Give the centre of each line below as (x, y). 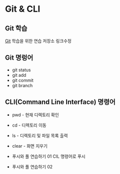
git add (19, 75)
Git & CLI (23, 9)
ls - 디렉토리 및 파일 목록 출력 (40, 135)
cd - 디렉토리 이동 (29, 125)
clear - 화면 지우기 (30, 146)
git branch (22, 85)
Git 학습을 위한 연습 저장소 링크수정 (38, 41)
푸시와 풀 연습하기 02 (32, 167)
